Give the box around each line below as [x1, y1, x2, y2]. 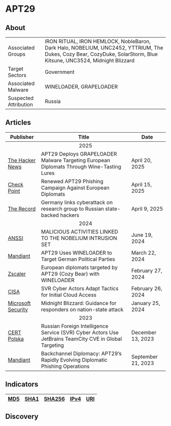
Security [8, 306, 28, 313]
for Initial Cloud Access [41, 291, 97, 298]
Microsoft [8, 299, 31, 307]
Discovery [5, 412, 39, 421]
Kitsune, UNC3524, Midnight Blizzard [45, 57, 135, 64]
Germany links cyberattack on [41, 198, 113, 206]
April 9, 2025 [131, 205, 163, 212]
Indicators [5, 380, 39, 389]
